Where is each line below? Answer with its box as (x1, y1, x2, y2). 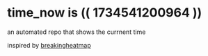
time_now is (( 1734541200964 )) (7, 5, 202, 21)
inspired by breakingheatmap (7, 41, 92, 49)
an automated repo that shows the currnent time (7, 28, 146, 36)
